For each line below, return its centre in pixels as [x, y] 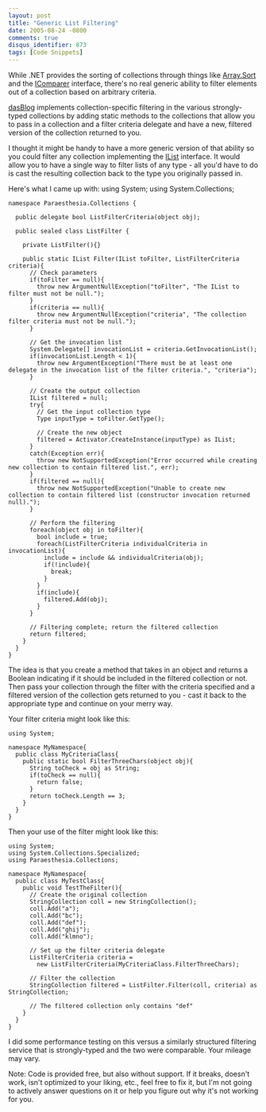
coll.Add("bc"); [56, 916]
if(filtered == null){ [67, 481]
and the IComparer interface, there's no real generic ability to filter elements [133, 83]
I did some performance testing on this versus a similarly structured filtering [132, 1042]
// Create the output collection [85, 391]
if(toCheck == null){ [65, 775]
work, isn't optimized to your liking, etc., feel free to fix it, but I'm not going [130, 1082]
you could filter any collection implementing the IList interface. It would [124, 156]
